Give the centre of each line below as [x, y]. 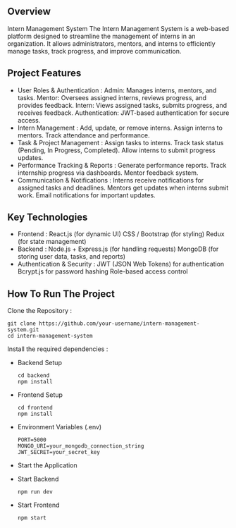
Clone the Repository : [40, 311]
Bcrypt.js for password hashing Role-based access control [103, 271]
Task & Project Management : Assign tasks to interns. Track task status [120, 142]
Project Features [44, 73]
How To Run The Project [61, 294]
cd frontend [35, 408]
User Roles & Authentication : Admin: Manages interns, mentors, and [117, 90]
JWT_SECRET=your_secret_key [58, 453]
